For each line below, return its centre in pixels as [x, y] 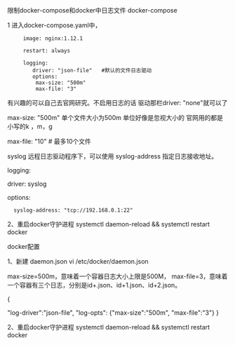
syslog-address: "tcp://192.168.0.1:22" [73, 210]
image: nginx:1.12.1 [53, 39]
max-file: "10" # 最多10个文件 [49, 141]
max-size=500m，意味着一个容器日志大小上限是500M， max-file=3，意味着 [117, 276]
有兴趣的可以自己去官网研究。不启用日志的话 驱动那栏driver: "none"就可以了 [117, 103]
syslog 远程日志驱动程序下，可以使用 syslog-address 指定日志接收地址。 [113, 156]
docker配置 [23, 246]
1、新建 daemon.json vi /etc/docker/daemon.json [78, 261]
